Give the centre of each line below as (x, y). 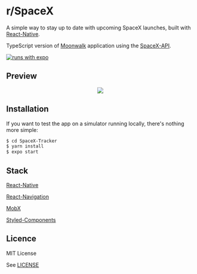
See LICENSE (23, 264)
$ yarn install (25, 146)
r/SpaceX (30, 11)
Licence (21, 239)
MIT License (21, 253)
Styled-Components (31, 220)
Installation (27, 109)
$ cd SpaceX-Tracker (32, 141)
